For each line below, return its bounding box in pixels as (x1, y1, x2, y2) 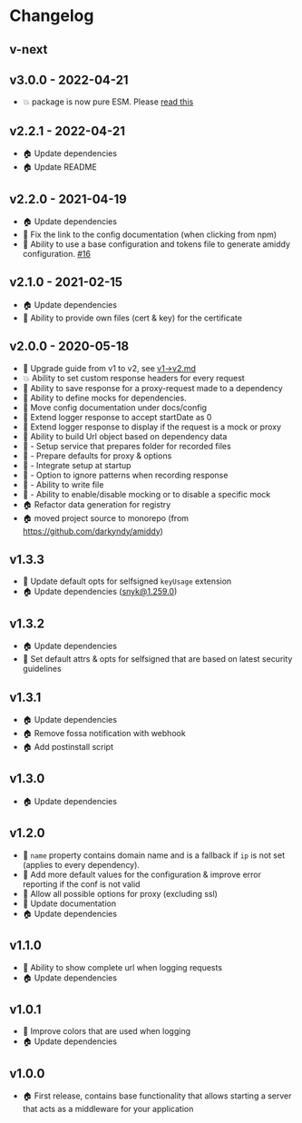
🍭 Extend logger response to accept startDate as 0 (22, 411, 212, 422)
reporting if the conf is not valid (22, 878, 141, 890)
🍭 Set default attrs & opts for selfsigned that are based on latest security (22, 654, 293, 665)
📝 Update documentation (22, 898, 116, 909)
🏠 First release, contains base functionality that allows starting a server (22, 1090, 292, 1101)
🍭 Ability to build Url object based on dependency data (22, 430, 228, 441)
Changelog (9, 5, 94, 26)
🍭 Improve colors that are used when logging (22, 1026, 191, 1037)
